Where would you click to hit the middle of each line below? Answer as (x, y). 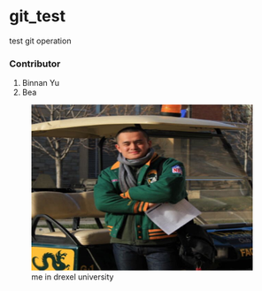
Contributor (35, 64)
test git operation (40, 41)
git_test (38, 16)
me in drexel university (73, 277)
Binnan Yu (41, 83)
